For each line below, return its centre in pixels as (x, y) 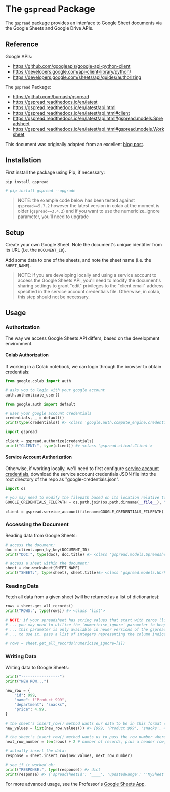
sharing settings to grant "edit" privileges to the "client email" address (91, 286)
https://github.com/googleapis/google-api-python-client (71, 66)
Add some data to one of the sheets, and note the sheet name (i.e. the (78, 260)
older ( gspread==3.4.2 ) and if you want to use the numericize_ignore (89, 211)
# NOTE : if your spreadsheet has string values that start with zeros (81, 620)
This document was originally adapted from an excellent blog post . (75, 144)
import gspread (21, 432)
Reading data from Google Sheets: (41, 535)
